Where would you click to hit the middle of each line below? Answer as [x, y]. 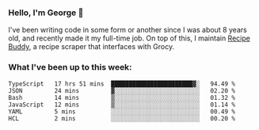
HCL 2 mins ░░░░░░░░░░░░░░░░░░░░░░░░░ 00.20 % [122, 118]
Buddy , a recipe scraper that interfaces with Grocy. [91, 47]
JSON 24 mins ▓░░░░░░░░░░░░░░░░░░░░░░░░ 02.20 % [122, 90]
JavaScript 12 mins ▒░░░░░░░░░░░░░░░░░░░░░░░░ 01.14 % [122, 105]
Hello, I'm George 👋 [46, 13]
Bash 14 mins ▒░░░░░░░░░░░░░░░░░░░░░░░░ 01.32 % [122, 97]
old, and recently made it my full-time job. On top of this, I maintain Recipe [129, 38]
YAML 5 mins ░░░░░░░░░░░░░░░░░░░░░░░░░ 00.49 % [122, 111]
